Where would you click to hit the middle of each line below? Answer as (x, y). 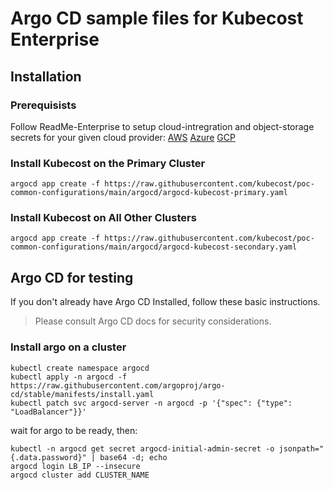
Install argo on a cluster (68, 347)
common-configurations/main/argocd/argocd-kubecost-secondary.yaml (154, 247)
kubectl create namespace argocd (80, 368)
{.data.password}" (48, 457)
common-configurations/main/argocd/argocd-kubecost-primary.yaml (149, 193)
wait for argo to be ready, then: (74, 430)
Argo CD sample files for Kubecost (157, 18)
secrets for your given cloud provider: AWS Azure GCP (123, 137)
